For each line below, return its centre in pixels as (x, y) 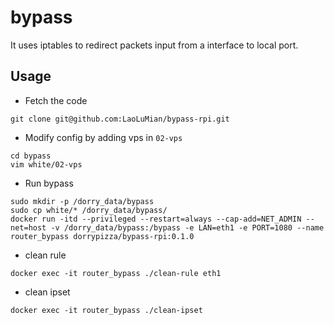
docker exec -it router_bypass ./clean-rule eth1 (116, 273)
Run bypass (49, 183)
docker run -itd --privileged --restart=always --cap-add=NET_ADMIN (156, 219)
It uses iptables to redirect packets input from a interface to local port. (154, 45)
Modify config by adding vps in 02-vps (103, 137)
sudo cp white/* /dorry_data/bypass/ (89, 210)
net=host (28, 227)
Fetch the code (56, 100)
